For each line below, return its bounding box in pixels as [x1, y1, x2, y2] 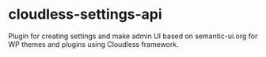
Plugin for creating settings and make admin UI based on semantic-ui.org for [8, 31, 258, 41]
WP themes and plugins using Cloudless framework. [8, 39, 180, 48]
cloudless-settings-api [8, 5, 162, 23]
